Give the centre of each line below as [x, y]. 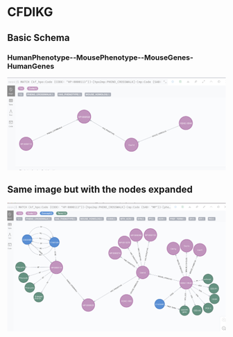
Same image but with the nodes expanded [100, 190]
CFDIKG [30, 12]
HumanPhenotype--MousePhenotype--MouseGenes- [101, 58]
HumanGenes [31, 66]
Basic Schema [38, 38]
